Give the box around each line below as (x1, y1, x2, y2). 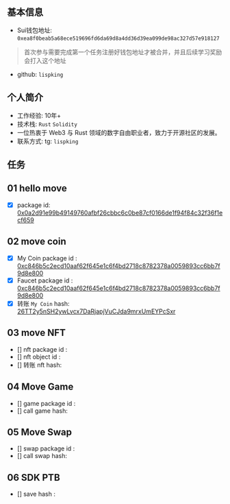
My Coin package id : (16, 254, 77, 262)
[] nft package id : (16, 345, 68, 353)
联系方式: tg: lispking (16, 136, 79, 145)
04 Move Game (7, 381, 74, 393)
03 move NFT (7, 327, 66, 339)
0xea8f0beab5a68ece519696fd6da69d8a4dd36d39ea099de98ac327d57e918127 (16, 35, 220, 42)
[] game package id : (16, 399, 76, 407)
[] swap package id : (16, 444, 75, 453)
